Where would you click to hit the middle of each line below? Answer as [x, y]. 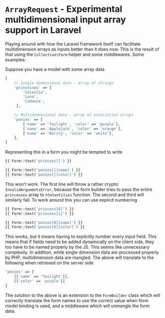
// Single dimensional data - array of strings [64, 83]
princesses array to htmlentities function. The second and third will [75, 195]
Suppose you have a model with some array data [55, 69]
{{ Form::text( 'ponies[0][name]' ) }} [44, 222]
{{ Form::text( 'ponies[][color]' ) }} [44, 174]
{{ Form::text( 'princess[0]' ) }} [40, 209]
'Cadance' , [34, 102]
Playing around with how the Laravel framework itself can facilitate [73, 44]
